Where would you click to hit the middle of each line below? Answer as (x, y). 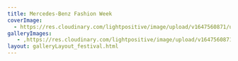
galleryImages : (30, 33)
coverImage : (25, 20)
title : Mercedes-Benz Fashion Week (60, 14)
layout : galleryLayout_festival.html (63, 46)
